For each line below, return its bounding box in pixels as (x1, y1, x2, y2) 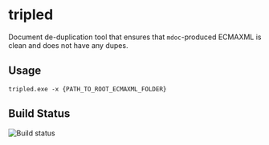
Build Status (8, 107, 71, 121)
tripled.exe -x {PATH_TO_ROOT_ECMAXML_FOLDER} (8, 85, 167, 93)
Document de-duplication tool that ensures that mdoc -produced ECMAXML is (8, 32, 262, 42)
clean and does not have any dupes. (8, 40, 128, 50)
